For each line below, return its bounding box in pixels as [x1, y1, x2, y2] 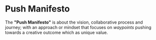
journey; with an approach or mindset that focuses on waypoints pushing [5, 24, 152, 30]
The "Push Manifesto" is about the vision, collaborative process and [5, 19, 143, 25]
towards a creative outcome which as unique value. [5, 29, 108, 35]
